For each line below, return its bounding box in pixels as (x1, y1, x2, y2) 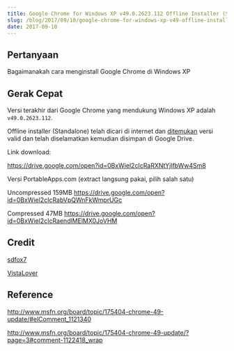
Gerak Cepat (7, 88, 63, 100)
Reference (7, 289, 54, 301)
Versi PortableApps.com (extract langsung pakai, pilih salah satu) (7, 175, 194, 183)
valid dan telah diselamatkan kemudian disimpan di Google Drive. (7, 134, 194, 143)
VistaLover (7, 269, 38, 277)
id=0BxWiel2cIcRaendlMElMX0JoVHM (7, 217, 118, 225)
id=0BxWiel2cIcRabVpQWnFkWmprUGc (7, 196, 123, 204)
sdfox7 (7, 255, 27, 263)
